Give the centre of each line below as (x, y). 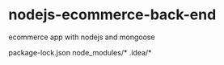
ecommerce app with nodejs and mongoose (82, 37)
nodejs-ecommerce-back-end (112, 15)
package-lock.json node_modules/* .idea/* (80, 52)
